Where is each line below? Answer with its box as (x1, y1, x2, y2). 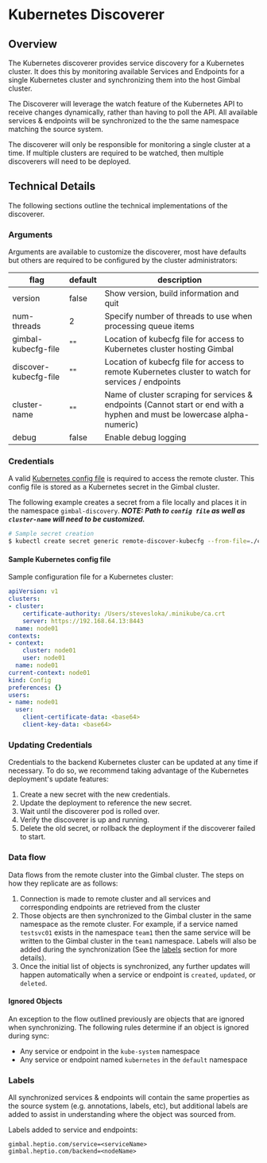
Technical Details (8, 180, 96, 193)
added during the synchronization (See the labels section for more (19, 944, 238, 954)
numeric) (104, 419, 139, 430)
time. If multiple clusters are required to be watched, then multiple (8, 149, 224, 157)
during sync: (8, 1031, 50, 1041)
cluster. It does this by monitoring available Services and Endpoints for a (8, 67, 245, 76)
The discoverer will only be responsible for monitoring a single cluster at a (8, 140, 251, 149)
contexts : (8, 632, 41, 640)
